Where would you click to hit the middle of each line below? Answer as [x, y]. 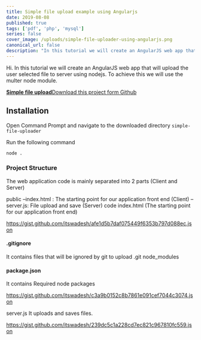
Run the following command [41, 142]
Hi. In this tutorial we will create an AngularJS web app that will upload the [97, 68]
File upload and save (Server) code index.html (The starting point [110, 205]
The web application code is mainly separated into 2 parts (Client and [92, 181]
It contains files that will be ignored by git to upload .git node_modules [93, 257]
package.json [24, 271]
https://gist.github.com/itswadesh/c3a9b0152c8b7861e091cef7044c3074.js [100, 295]
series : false [24, 34]
